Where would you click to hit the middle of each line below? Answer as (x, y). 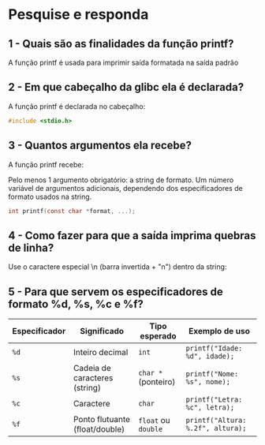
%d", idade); (210, 356)
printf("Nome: (212, 374)
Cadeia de (93, 368)
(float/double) (99, 429)
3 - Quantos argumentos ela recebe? (100, 146)
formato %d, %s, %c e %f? (76, 304)
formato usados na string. (50, 196)
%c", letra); (210, 408)
